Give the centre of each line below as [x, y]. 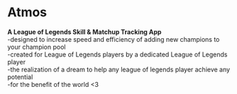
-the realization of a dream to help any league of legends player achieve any [119, 69]
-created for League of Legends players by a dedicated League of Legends [117, 54]
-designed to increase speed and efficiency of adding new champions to [114, 39]
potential [20, 77]
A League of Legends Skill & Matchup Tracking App [84, 32]
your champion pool [37, 47]
